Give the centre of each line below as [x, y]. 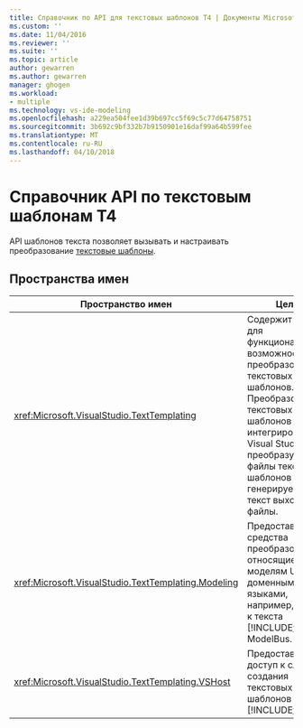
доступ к [266, 665]
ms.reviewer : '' [40, 43]
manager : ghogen [40, 85]
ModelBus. [270, 639]
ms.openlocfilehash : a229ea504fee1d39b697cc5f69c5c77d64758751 [131, 118]
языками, [267, 594]
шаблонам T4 [63, 215]
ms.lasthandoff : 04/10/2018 [62, 152]
